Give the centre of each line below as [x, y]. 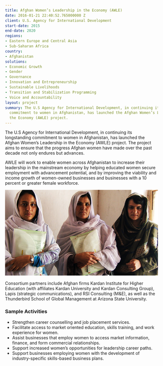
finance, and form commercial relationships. [56, 343]
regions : [14, 36]
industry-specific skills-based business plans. [58, 358]
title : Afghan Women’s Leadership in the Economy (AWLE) [64, 10]
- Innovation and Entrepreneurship [41, 82]
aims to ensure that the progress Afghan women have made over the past [79, 148]
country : [14, 51]
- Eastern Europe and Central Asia [41, 41]
